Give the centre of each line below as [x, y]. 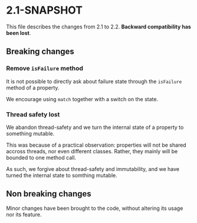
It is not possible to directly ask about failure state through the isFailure [94, 81]
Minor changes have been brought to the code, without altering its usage [95, 208]
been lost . [19, 33]
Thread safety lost [33, 114]
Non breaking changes [49, 194]
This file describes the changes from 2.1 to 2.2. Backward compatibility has [99, 27]
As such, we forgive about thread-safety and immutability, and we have [93, 169]
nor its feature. [24, 214]
